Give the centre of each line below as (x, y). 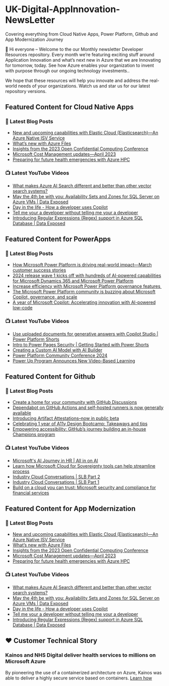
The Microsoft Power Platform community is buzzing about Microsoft (84, 291)
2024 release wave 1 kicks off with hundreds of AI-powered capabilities (87, 275)
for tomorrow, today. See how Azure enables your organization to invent (80, 65)
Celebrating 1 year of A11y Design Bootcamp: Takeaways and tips (80, 424)
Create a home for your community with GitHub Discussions (75, 402)
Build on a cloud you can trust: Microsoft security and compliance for (84, 487)
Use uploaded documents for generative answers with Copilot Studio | (85, 334)
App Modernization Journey (34, 39)
